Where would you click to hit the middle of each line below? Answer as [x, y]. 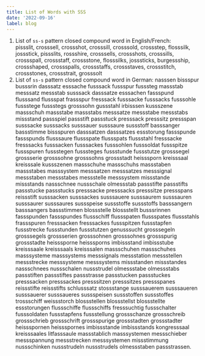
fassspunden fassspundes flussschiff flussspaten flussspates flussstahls [107, 217]
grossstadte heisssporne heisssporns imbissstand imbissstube [95, 243]
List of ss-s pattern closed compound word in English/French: [93, 41]
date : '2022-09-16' [31, 18]
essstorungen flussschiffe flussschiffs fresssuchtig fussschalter [96, 308]
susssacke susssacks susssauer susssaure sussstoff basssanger [98, 126]
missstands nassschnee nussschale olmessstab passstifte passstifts [102, 184]
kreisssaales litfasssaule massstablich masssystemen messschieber [101, 334]
